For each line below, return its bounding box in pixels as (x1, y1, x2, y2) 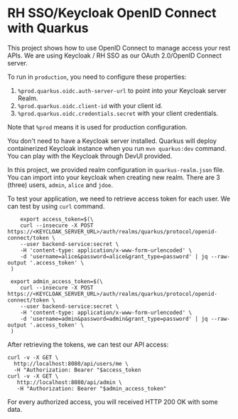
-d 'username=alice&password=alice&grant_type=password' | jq (20, 253, 208, 260)
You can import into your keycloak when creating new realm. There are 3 (7, 173, 220, 181)
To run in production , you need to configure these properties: (7, 73, 187, 81)
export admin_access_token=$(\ (10, 277, 103, 285)
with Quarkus (7, 20, 89, 36)
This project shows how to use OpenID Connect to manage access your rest (7, 43, 231, 52)
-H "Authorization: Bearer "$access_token (13, 366, 141, 373)
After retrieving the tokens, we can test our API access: (7, 340, 169, 349)
